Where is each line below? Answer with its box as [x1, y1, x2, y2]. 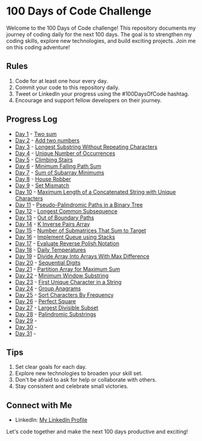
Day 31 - [15, 330, 36, 337]
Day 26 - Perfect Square [15, 297, 76, 305]
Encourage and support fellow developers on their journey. [15, 96, 162, 104]
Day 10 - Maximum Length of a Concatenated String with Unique [15, 188, 177, 195]
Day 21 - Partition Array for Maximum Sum [15, 265, 120, 273]
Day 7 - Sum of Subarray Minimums [15, 168, 105, 176]
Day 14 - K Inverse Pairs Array [15, 220, 90, 228]
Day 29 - [15, 317, 37, 324]
